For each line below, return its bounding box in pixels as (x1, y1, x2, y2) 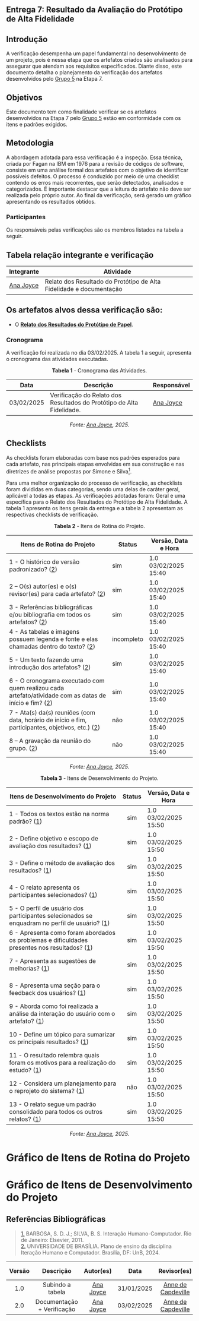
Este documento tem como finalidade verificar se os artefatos (6, 108, 157, 115)
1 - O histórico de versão (9, 558, 80, 566)
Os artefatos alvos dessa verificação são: (6, 305, 163, 315)
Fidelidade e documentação (44, 285, 123, 293)
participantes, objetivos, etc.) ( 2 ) (9, 723, 101, 731)
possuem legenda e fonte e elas (9, 635, 98, 643)
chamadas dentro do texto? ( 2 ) (9, 642, 96, 650)
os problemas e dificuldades (9, 936, 88, 944)
